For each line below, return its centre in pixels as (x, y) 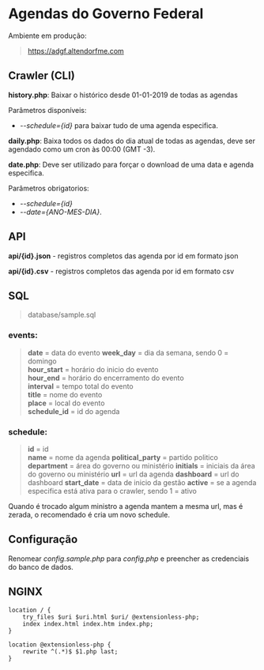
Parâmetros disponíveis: (47, 110)
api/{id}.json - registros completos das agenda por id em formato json (123, 256)
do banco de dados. (41, 566)
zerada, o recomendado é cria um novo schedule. (89, 514)
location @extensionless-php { (60, 645)
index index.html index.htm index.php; (88, 624)
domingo (42, 361)
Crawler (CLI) (41, 76)
